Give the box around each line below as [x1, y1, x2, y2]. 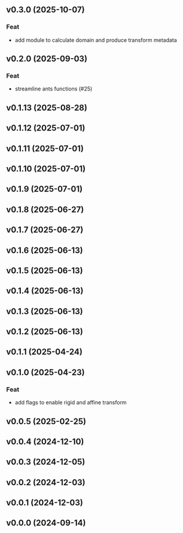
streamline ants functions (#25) [14, 85, 93, 92]
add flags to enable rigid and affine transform [14, 399, 127, 406]
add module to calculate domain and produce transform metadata [14, 36, 178, 44]
